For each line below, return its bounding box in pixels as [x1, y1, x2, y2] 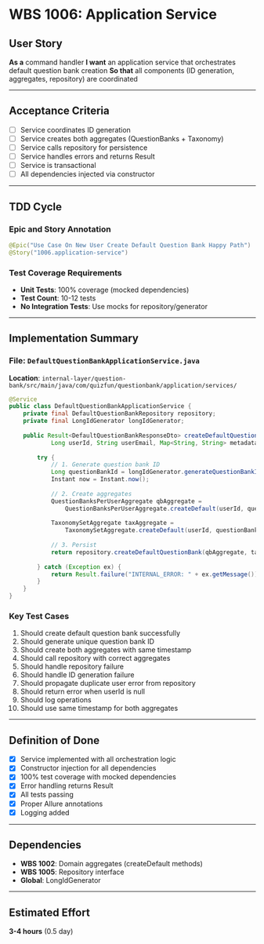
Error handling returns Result [20, 781, 114, 790]
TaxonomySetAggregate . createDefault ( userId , [64, 527, 213, 534]
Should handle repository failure [20, 662, 125, 672]
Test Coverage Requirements [9, 267, 122, 278]
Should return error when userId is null [20, 687, 146, 696]
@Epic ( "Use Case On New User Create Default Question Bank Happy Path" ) [9, 241, 251, 249]
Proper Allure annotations [20, 799, 103, 808]
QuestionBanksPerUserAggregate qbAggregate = [50, 497, 202, 505]
